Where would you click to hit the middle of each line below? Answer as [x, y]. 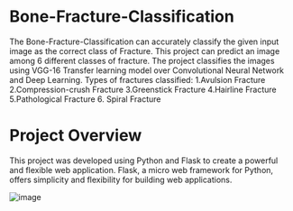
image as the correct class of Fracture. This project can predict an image [145, 50]
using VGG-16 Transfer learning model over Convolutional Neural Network [147, 70]
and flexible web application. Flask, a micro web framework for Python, [141, 170]
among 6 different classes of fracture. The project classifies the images [142, 60]
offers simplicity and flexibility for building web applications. [121, 179]
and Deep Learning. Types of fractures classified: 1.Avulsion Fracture [137, 79]
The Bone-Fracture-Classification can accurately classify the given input [144, 41]
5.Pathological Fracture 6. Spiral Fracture [85, 99]
